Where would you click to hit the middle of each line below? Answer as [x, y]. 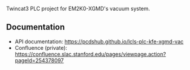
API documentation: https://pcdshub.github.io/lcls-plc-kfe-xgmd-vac [99, 42]
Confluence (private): [41, 47]
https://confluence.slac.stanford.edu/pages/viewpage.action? [90, 54]
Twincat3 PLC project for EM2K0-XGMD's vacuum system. [78, 9]
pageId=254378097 [39, 60]
